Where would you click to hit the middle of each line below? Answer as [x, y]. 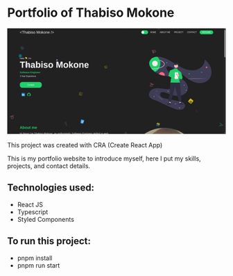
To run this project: [49, 241]
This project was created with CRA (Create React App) [85, 145]
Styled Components [46, 219]
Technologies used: [51, 188]
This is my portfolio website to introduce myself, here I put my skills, [104, 159]
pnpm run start [38, 265]
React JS [30, 204]
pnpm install [35, 258]
